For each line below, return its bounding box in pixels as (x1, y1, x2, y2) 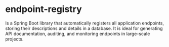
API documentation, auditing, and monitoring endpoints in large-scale (5, 30, 150, 36)
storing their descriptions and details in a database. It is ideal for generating (5, 25, 163, 31)
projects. (5, 36, 24, 42)
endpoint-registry (5, 3, 82, 15)
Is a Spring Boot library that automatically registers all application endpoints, (5, 20, 164, 26)
